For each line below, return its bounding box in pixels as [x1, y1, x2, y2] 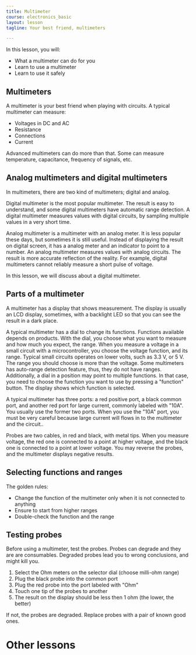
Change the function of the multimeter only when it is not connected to [14, 494, 185, 501]
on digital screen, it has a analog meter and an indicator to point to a [6, 242, 170, 249]
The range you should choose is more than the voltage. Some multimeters [6, 359, 184, 366]
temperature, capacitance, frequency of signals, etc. [6, 156, 132, 163]
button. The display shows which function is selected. [6, 384, 135, 391]
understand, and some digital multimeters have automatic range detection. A [6, 206, 190, 213]
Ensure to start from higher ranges [14, 506, 98, 513]
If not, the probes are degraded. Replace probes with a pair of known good [6, 612, 186, 619]
